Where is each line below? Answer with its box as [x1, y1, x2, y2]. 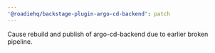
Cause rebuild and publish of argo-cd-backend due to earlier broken [7, 30, 209, 38]
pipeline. [7, 37, 33, 46]
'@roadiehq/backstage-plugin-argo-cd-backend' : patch [7, 10, 171, 18]
